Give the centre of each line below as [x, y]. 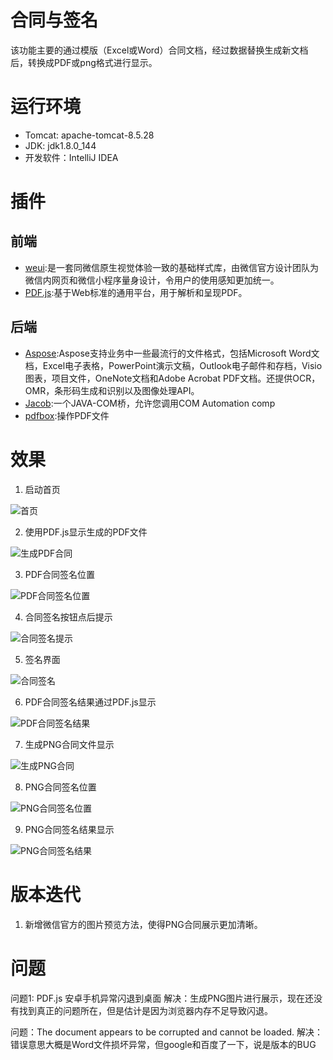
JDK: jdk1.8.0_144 [60, 145]
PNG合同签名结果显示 [69, 829]
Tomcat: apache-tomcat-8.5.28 [89, 135]
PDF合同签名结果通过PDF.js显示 [90, 702]
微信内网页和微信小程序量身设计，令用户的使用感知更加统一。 [152, 280]
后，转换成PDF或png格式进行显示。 [84, 62]
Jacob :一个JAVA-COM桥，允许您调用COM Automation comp [150, 403]
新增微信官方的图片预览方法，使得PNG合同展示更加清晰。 [143, 924]
